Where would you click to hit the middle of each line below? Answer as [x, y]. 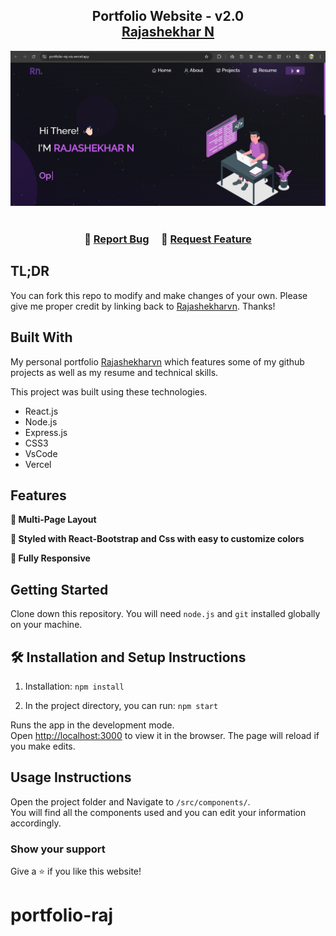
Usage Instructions [71, 777]
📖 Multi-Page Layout [53, 520]
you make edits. [43, 746]
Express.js [46, 432]
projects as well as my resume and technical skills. [114, 372]
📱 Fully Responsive [50, 558]
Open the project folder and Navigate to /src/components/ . [130, 801]
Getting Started [59, 589]
